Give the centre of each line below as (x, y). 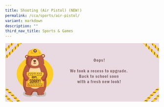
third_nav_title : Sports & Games (39, 31)
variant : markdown (24, 21)
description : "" (22, 26)
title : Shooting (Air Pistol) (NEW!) (44, 10)
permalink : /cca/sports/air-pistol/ (42, 15)
